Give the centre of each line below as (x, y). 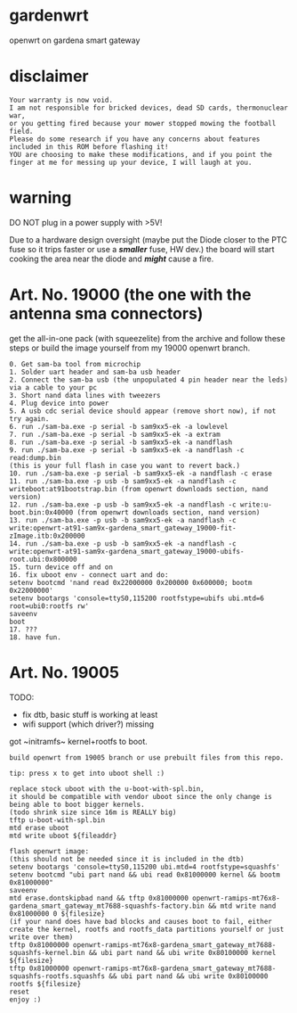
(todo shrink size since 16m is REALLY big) (93, 812)
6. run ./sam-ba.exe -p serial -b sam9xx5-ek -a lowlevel (119, 426)
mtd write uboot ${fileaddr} (63, 836)
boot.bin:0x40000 (41, 512)
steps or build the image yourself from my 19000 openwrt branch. (130, 348)
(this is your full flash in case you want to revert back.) (125, 465)
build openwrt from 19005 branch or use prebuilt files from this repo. (147, 758)
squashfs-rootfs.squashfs (57, 976)
